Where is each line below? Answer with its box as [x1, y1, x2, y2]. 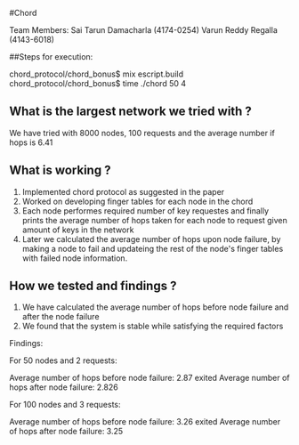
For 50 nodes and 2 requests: [9, 355, 117, 366]
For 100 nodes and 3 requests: [9, 400, 122, 410]
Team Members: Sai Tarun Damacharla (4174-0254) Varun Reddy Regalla [9, 25, 278, 35]
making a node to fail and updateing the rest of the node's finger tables [21, 243, 284, 254]
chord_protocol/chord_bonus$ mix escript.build [9, 69, 184, 79]
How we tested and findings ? [9, 279, 177, 294]
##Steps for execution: [9, 52, 93, 61]
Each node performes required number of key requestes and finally [21, 205, 270, 216]
